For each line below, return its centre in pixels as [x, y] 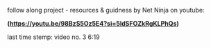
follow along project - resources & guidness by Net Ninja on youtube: [106, 10]
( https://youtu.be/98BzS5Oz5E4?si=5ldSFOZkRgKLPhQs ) [93, 23]
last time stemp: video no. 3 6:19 [53, 37]
